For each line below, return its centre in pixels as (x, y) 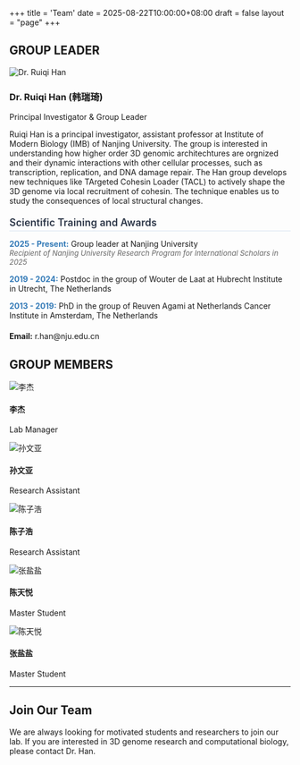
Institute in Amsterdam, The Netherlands (84, 316)
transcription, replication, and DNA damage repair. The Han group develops (148, 173)
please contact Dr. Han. (53, 751)
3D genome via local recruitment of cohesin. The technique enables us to (144, 191)
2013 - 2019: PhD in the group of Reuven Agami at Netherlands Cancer (140, 306)
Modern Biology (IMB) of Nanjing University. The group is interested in (138, 144)
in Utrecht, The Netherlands (60, 289)
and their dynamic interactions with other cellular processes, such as (136, 163)
